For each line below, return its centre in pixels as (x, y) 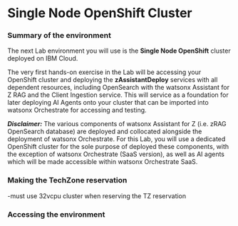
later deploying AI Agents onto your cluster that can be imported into (108, 103)
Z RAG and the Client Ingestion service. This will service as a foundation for (118, 95)
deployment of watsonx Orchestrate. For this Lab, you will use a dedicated (117, 139)
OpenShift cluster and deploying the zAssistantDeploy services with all (113, 80)
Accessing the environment (56, 214)
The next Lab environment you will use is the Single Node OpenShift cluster (119, 51)
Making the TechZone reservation (67, 180)
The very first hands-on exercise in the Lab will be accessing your (104, 72)
